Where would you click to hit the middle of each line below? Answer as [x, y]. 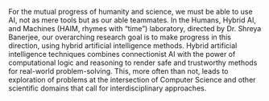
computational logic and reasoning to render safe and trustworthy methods [133, 63]
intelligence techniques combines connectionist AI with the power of [122, 54]
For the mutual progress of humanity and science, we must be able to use [130, 12]
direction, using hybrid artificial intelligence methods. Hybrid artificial [123, 46]
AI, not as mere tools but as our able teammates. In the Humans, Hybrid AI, [132, 20]
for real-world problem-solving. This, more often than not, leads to [118, 71]
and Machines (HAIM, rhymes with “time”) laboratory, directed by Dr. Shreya [135, 28]
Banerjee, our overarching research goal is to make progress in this [120, 37]
